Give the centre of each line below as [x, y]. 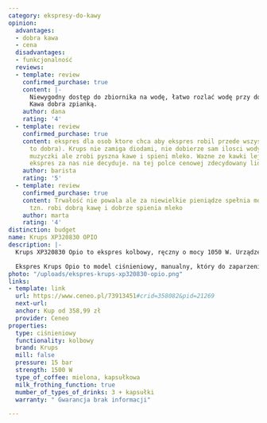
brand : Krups [37, 348]
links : [19, 281]
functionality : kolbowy [54, 340]
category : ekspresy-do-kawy [55, 16]
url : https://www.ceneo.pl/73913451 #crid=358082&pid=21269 [115, 296]
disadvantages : [41, 52]
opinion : [23, 23]
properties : [28, 326]
